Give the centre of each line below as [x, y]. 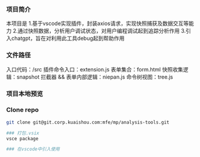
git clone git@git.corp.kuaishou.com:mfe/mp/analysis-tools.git [88, 122]
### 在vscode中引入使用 [33, 149]
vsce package [22, 139]
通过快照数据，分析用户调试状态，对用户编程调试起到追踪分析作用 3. [102, 31]
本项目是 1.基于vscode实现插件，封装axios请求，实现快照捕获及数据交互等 [98, 23]
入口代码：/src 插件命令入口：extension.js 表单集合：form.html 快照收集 [95, 69]
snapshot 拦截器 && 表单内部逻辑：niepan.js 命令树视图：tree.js [95, 77]
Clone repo [22, 110]
